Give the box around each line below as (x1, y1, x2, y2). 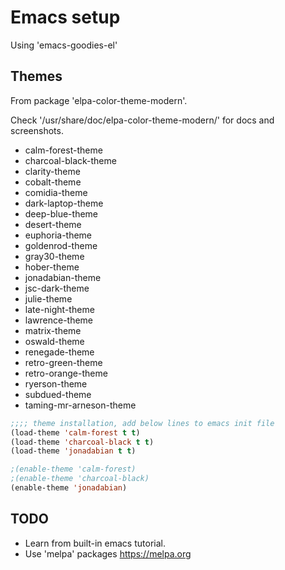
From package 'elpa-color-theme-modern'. (10, 94, 188, 106)
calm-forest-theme (24, 144, 103, 156)
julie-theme (24, 292, 73, 305)
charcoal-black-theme (24, 154, 117, 166)
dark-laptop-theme (24, 197, 104, 209)
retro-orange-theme (24, 367, 108, 379)
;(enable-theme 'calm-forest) (10, 464, 137, 475)
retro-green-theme (24, 356, 103, 368)
